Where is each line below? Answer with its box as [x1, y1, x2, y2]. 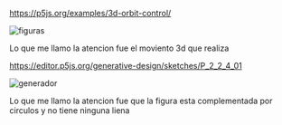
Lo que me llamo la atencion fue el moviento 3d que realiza [9, 43, 230, 53]
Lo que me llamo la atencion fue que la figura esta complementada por [9, 95, 273, 106]
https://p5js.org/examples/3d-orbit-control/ [9, 8, 172, 18]
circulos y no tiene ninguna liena [9, 105, 130, 116]
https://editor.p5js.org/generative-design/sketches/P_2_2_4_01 [9, 61, 242, 71]
